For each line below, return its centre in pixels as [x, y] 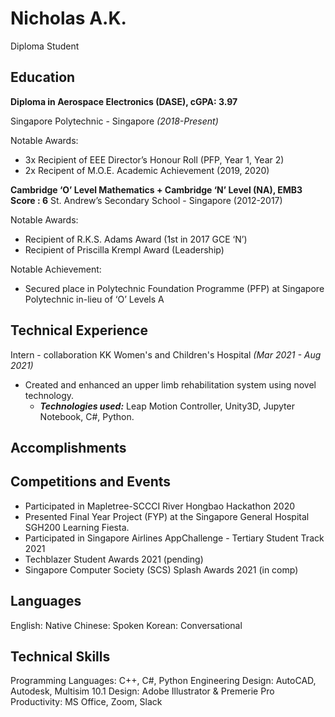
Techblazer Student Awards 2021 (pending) [114, 559]
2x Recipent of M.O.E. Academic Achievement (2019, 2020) [147, 170]
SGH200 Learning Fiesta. [77, 527]
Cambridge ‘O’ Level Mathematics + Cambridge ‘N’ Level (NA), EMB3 [156, 189]
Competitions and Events [91, 482]
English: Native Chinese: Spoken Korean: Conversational [126, 625]
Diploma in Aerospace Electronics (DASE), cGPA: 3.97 [124, 101]
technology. [49, 395]
